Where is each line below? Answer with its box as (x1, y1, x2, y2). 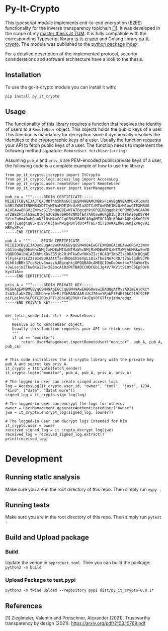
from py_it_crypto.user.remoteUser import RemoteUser (5, 181, 121, 186)
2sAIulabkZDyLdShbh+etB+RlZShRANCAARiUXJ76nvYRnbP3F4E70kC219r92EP (5, 291, 150, 296)
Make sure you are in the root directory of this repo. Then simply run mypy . (5, 486, 162, 492)
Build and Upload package (5, 533, 89, 542)
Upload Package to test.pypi (5, 576, 76, 583)
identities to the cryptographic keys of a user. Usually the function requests (5, 137, 161, 143)
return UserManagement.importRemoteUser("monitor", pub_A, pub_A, (21, 339, 163, 344)
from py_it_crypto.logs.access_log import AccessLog (5, 176, 118, 182)
